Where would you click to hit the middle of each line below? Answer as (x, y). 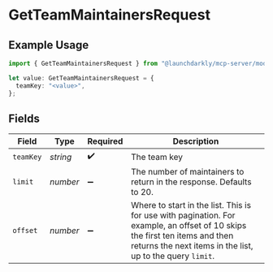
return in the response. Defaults (191, 182)
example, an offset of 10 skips (189, 226)
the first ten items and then (182, 235)
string (61, 157)
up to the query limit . (173, 256)
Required (105, 141)
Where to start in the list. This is (191, 205)
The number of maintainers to (188, 172)
